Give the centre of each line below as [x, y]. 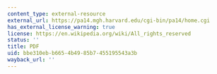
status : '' [23, 40]
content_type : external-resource [57, 14]
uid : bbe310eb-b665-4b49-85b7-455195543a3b [72, 54]
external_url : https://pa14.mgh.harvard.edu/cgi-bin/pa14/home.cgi [109, 20]
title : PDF [23, 47]
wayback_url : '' [31, 60]
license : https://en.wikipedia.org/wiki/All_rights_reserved [99, 33]
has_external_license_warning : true [61, 27]
